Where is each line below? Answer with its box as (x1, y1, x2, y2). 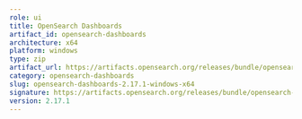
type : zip (9, 55, 47, 64)
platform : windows (9, 47, 78, 55)
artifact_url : (9, 64, 63, 72)
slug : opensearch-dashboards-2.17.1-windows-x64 (9, 80, 195, 89)
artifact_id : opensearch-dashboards (9, 30, 147, 38)
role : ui (9, 13, 42, 22)
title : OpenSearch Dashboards (9, 21, 123, 30)
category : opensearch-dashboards (9, 72, 135, 81)
